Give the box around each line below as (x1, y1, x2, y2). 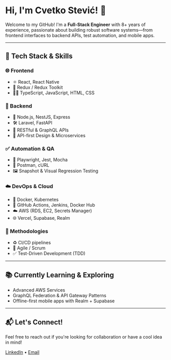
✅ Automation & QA (5, 145, 55, 152)
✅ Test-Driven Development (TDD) (12, 250, 85, 256)
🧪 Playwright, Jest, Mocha (12, 157, 68, 163)
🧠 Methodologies (5, 228, 48, 235)
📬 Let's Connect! (5, 318, 63, 327)
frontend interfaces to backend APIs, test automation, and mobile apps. (5, 32, 155, 38)
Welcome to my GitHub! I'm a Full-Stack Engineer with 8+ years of (5, 21, 146, 28)
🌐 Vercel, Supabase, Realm (12, 215, 70, 221)
